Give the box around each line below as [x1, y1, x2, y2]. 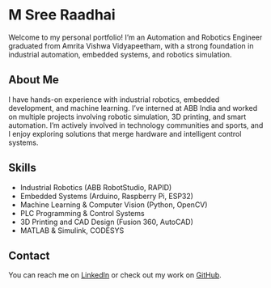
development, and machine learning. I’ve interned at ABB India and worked [8, 103, 258, 112]
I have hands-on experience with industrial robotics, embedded [8, 95, 220, 104]
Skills [8, 161, 36, 175]
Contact [8, 248, 50, 262]
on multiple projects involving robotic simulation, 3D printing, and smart [8, 112, 247, 121]
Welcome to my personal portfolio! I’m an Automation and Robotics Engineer [8, 32, 263, 42]
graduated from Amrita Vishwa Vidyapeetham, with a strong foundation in [8, 40, 254, 50]
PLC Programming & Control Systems [19, 208, 145, 218]
